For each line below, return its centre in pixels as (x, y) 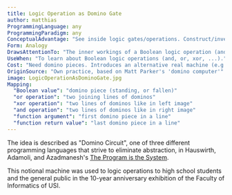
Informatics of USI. (34, 185)
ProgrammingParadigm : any (44, 33)
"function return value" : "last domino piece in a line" (97, 123)
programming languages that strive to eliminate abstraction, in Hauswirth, (112, 150)
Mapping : (20, 84)
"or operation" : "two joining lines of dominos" (85, 98)
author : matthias (32, 20)
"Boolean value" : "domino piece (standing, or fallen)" (95, 91)
